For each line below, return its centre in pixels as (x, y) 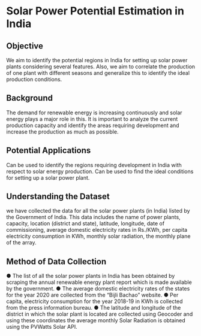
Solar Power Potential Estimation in (95, 11)
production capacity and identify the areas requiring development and (93, 125)
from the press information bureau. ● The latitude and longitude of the (94, 308)
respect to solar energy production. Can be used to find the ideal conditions (100, 171)
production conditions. (34, 79)
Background (29, 98)
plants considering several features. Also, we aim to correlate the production (101, 66)
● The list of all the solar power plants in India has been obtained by (91, 276)
